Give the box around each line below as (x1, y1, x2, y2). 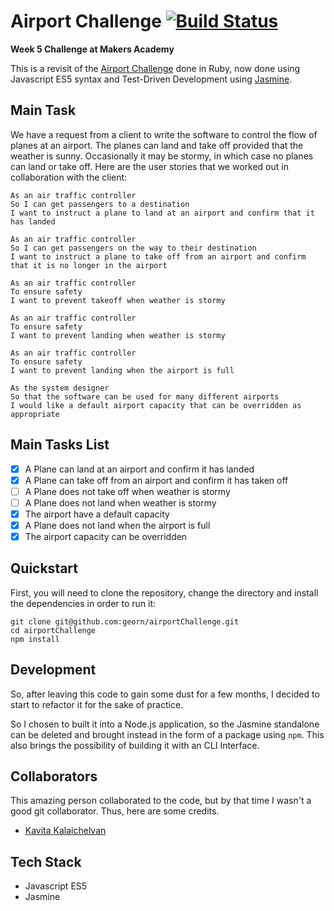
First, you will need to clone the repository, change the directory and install (10, 586, 319, 599)
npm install (10, 634, 60, 644)
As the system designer (10, 383, 110, 393)
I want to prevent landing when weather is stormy (10, 330, 226, 340)
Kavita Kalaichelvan (24, 825, 107, 837)
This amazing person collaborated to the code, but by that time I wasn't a (10, 795, 312, 807)
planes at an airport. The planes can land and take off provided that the (10, 139, 304, 151)
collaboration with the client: (10, 171, 128, 183)
